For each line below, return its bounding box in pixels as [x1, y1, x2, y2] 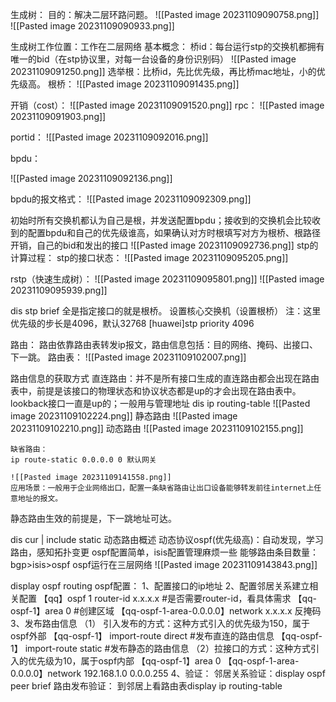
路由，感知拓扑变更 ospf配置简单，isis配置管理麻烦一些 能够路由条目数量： [10, 546, 319, 558]
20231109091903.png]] [10, 111, 107, 122]
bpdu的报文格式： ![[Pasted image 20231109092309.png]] [10, 193, 252, 205]
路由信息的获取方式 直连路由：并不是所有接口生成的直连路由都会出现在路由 [10, 373, 320, 384]
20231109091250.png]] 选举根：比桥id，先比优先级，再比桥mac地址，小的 [10, 66, 317, 77]
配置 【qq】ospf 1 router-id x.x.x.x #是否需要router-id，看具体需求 [18, 593, 292, 604]
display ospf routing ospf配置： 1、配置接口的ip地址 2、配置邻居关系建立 [10, 580, 310, 592]
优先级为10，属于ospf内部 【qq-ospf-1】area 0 [27, 655, 222, 667]
